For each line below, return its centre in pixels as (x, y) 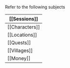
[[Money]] (19, 58)
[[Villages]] (20, 50)
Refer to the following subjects (35, 7)
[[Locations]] (22, 35)
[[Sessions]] (24, 19)
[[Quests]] (19, 43)
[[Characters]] (24, 27)
